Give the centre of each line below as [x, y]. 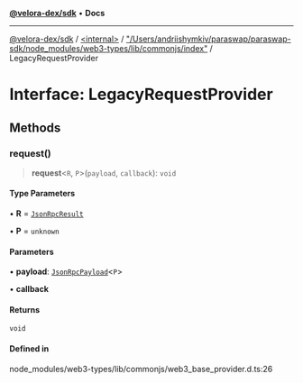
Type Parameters [42, 194]
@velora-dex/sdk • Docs [57, 13]
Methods [35, 128]
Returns [25, 309]
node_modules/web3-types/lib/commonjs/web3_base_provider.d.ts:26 [141, 369]
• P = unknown [35, 231]
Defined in [29, 349]
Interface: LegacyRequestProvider [141, 95]
